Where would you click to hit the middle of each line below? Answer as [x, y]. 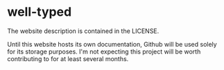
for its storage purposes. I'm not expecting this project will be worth [104, 51]
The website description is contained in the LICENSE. [83, 31]
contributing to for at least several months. [68, 58]
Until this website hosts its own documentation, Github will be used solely [112, 44]
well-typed [40, 12]
